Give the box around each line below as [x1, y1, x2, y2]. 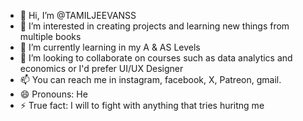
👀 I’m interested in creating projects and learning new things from [19, 20, 290, 32]
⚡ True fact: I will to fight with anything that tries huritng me [19, 100, 265, 111]
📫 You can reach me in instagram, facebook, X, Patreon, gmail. [19, 74, 282, 85]
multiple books [19, 31, 82, 42]
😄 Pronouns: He [19, 88, 88, 100]
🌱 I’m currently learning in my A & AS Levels [19, 41, 201, 53]
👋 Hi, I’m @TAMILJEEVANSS [19, 10, 137, 21]
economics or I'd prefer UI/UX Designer [19, 63, 184, 74]
